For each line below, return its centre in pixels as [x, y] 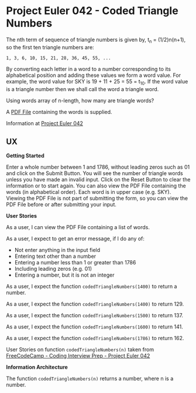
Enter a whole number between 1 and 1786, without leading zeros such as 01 [98, 167]
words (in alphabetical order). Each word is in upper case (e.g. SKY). [89, 192]
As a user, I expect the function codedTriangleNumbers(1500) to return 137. [94, 315]
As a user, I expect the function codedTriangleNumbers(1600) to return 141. [94, 327]
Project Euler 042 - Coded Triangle [92, 11]
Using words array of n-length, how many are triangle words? [80, 100]
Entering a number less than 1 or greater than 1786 [75, 263]
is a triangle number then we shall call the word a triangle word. [82, 89]
